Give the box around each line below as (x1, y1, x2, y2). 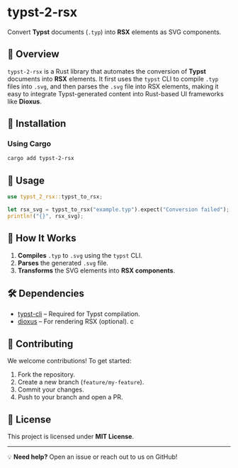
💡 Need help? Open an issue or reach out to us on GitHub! (7, 452, 178, 461)
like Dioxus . (7, 97, 42, 105)
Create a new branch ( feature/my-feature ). (17, 378, 144, 387)
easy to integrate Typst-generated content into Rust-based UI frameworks (7, 89, 225, 98)
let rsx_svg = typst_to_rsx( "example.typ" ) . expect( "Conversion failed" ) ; (7, 206, 230, 213)
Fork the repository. (17, 370, 76, 379)
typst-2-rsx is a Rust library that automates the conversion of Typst (7, 67, 207, 75)
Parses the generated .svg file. (17, 258, 108, 267)
